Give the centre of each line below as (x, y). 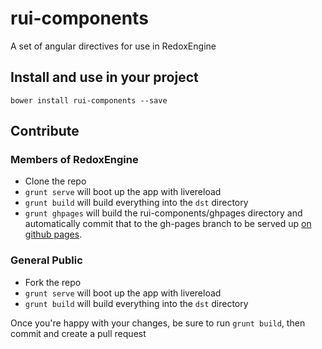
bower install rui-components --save (89, 100)
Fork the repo (53, 282)
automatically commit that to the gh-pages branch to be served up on (168, 224)
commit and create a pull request (78, 333)
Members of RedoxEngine (74, 160)
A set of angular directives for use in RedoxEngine (113, 46)
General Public (46, 260)
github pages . (53, 234)
